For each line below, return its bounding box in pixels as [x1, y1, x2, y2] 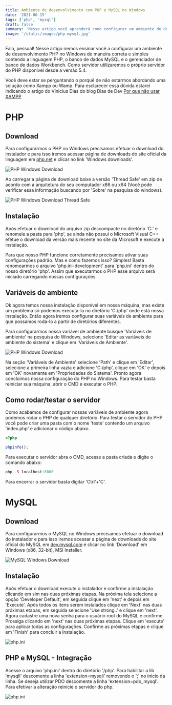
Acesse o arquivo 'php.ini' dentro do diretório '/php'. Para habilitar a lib [5, 667, 155, 673]
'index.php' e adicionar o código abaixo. [5, 426, 90, 432]
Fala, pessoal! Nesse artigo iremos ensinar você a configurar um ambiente [5, 46, 162, 51]
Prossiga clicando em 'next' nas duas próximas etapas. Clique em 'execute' [5, 618, 165, 624]
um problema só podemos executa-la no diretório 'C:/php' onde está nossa [5, 307, 164, 313]
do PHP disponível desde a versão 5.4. [5, 67, 87, 73]
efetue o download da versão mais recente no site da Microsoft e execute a [5, 236, 165, 243]
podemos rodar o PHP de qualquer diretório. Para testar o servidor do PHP [5, 415, 163, 421]
